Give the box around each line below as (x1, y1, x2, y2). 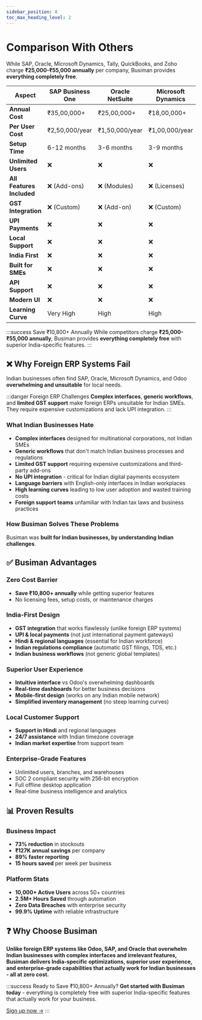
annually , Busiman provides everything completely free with (29, 335, 182, 342)
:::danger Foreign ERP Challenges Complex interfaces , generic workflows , (6, 393, 194, 400)
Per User (9, 122, 35, 131)
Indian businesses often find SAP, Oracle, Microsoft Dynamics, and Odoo (6, 375, 188, 382)
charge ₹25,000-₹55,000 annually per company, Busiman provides (6, 67, 176, 74)
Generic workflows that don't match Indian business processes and (14, 447, 185, 455)
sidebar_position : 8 (6, 8, 58, 15)
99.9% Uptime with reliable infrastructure (14, 908, 119, 915)
